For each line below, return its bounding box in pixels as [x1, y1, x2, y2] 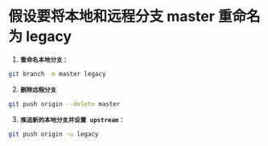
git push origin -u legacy [8, 130, 99, 138]
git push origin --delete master [8, 99, 121, 108]
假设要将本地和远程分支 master [8, 7, 216, 26]
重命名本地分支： [19, 55, 68, 64]
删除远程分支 [19, 86, 57, 94]
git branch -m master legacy [8, 70, 106, 78]
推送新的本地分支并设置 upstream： [19, 116, 125, 124]
